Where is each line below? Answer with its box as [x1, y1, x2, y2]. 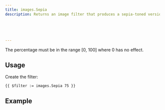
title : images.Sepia [5, 7, 48, 12]
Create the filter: [5, 74, 38, 80]
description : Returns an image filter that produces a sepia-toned [5, 12, 146, 17]
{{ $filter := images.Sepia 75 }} [5, 83, 76, 88]
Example [5, 97, 32, 105]
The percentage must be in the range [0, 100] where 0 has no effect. [5, 47, 144, 53]
